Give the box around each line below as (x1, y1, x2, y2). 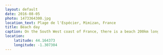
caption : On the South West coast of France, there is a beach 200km (5, 29, 149, 34)
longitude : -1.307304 (14, 43, 57, 47)
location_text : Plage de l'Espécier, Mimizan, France (5, 20, 116, 25)
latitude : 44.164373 (14, 38, 55, 43)
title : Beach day (5, 25, 40, 30)
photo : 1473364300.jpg (5, 16, 51, 21)
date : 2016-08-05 (5, 11, 40, 16)
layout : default (5, 7, 38, 12)
